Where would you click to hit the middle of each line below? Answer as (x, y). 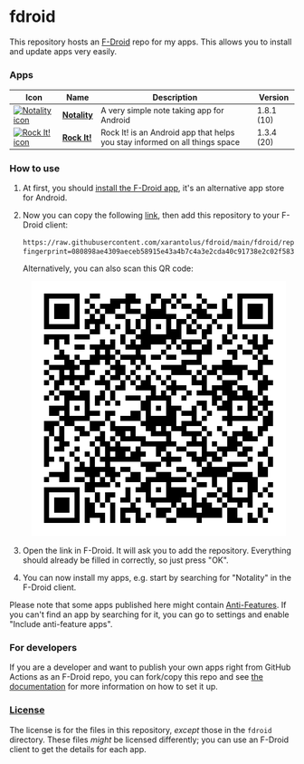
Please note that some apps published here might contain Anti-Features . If (148, 605)
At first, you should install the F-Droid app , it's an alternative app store (153, 189)
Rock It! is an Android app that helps (168, 132)
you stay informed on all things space (171, 142)
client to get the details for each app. (78, 749)
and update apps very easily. (63, 51)
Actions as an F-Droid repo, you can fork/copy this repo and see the (137, 677)
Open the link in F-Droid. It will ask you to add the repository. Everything (157, 551)
